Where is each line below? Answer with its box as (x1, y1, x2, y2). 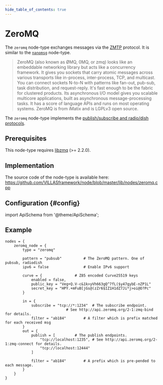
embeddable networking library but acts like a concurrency (17, 64, 136, 70)
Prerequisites (5, 134, 47, 142)
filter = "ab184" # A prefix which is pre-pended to (31, 358, 156, 364)
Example (5, 226, 32, 234)
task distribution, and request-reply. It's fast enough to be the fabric (17, 85, 153, 91)
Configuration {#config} (5, 199, 80, 207)
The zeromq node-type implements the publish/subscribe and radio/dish (5, 115, 149, 121)
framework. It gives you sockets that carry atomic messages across (17, 69, 153, 75)
